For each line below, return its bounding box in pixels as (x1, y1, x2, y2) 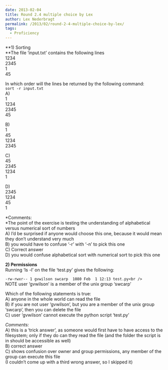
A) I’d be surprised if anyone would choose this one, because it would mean (5, 231, 162, 236)
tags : (5, 26, 17, 31)
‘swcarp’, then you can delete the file (5, 307, 81, 312)
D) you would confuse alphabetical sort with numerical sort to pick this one (5, 252, 160, 258)
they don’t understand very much (5, 236, 74, 242)
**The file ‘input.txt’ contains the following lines (5, 50, 104, 56)
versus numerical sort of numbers (5, 225, 75, 231)
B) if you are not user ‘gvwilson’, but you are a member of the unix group (5, 301, 154, 307)
